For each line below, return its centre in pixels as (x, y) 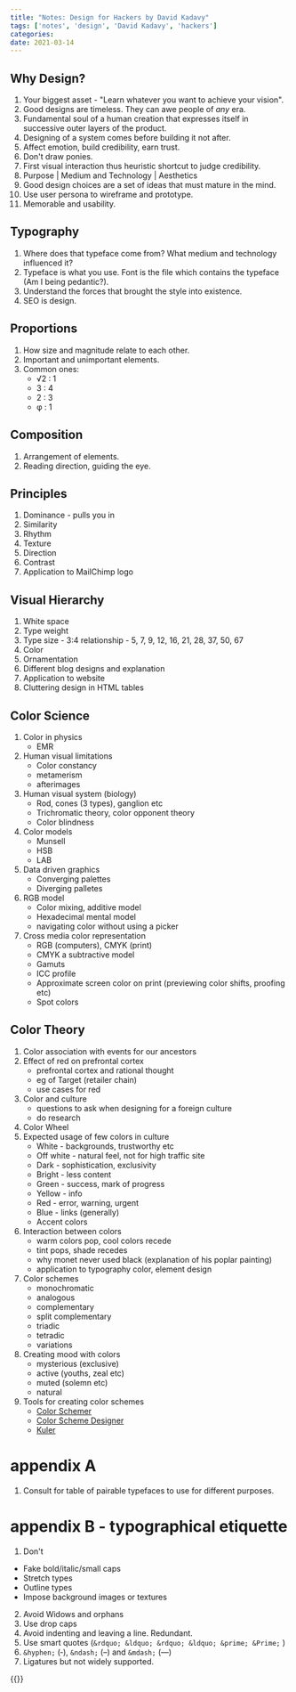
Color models (48, 831)
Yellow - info (59, 1193)
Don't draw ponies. (58, 157)
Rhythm (37, 534)
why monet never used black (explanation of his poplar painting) (154, 1259)
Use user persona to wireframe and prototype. (108, 195)
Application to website (64, 679)
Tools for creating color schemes (84, 1401)
